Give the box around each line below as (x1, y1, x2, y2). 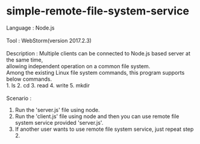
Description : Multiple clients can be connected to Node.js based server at (6, 49, 191, 57)
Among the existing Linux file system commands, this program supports (6, 69, 185, 76)
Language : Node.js (6, 24, 55, 31)
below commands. (6, 75, 52, 83)
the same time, (6, 56, 43, 63)
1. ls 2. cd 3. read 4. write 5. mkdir (6, 81, 90, 89)
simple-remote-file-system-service (6, 4, 190, 18)
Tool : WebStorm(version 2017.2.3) (6, 37, 92, 44)
